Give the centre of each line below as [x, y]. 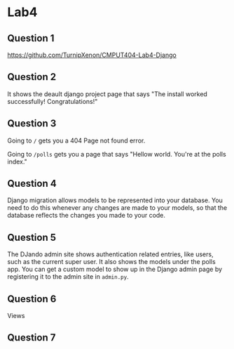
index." [18, 162]
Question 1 [31, 38]
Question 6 [32, 299]
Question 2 [32, 77]
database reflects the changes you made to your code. [87, 216]
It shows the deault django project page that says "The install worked [108, 94]
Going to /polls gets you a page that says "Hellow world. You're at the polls [117, 154]
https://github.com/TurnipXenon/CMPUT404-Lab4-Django [92, 55]
